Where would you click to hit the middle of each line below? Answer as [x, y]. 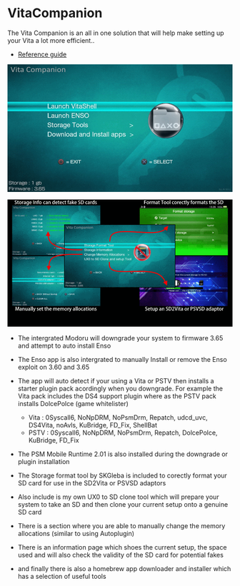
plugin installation [44, 462]
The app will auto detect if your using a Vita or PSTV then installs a [116, 381]
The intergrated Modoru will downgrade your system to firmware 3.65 [120, 338]
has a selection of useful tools [62, 577]
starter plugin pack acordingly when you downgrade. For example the [120, 389]
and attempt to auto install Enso [64, 346]
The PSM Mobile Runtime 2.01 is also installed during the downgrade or [123, 454]
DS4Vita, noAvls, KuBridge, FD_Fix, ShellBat [93, 425]
